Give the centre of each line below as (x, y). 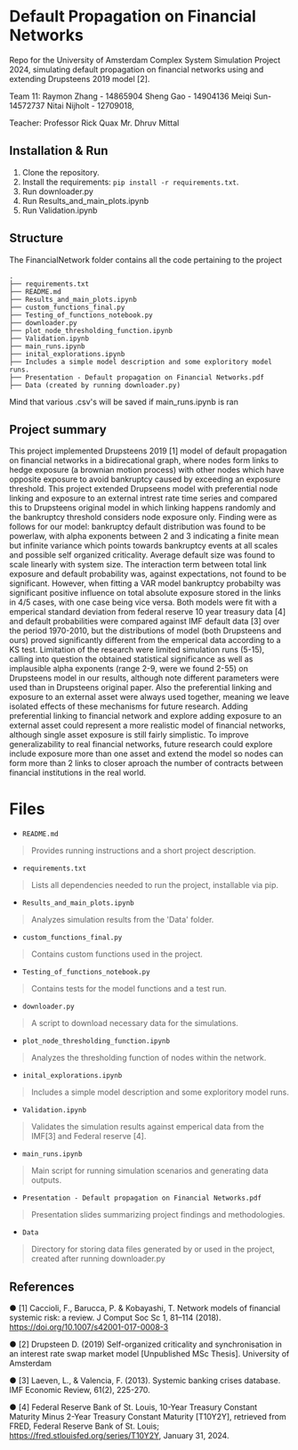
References (42, 1287)
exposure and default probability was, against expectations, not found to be (148, 574)
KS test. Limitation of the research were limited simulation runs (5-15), (137, 650)
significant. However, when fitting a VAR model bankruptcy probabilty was (145, 583)
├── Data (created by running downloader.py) (95, 385)
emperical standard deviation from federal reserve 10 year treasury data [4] (148, 612)
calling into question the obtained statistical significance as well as (131, 659)
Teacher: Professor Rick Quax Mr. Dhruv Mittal (94, 123)
